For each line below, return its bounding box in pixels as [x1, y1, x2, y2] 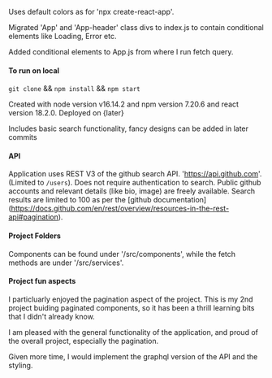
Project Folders [8, 231, 61, 241]
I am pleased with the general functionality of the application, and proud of [8, 327, 258, 337]
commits [8, 133, 38, 142]
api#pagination [8, 212, 59, 222]
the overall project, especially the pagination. [8, 336, 159, 345]
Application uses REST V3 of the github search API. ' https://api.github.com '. [8, 169, 262, 179]
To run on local [8, 65, 59, 76]
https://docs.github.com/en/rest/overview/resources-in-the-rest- [11, 203, 230, 214]
